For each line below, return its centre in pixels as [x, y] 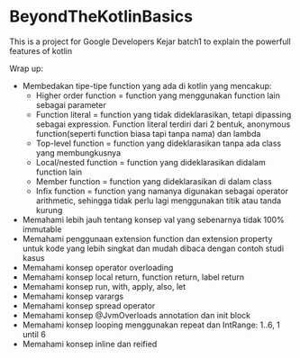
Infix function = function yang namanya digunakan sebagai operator [162, 191]
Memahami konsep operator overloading [98, 267]
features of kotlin [41, 50]
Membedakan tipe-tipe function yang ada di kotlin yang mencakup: [147, 85]
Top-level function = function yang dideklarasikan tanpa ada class [159, 143]
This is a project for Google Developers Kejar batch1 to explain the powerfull [150, 41]
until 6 [34, 334]
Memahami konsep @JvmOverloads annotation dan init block [136, 315]
